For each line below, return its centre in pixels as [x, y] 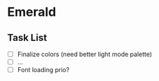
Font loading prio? [43, 70]
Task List [27, 38]
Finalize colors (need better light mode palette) [84, 54]
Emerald [32, 12]
